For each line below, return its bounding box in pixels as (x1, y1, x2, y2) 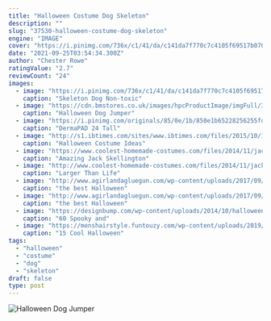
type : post (8, 281, 45, 290)
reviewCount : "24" (8, 72, 70, 80)
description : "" (8, 19, 63, 27)
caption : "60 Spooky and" (23, 215, 110, 223)
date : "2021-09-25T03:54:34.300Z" (8, 49, 125, 57)
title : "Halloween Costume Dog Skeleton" (8, 11, 150, 20)
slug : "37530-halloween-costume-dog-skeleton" (8, 27, 168, 35)
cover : (8, 42, 31, 50)
